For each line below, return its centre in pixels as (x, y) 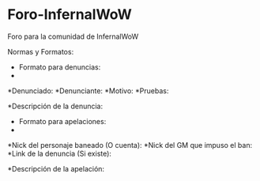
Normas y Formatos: (41, 51)
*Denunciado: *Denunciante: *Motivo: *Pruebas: (88, 90)
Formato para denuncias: (60, 67)
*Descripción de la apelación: (56, 168)
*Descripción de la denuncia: (55, 106)
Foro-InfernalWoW (70, 15)
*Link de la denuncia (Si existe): (60, 153)
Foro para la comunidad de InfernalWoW (73, 36)
